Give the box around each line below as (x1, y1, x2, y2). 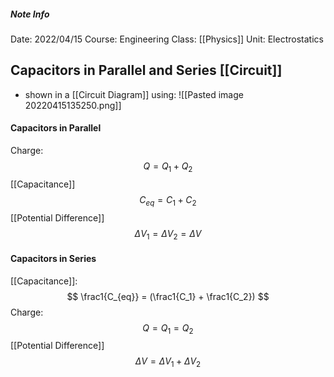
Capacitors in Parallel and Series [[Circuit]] (10, 62, 283, 79)
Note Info (10, 8, 50, 20)
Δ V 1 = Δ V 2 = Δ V (134, 227, 202, 242)
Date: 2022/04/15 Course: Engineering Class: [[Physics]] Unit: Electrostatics (10, 33, 324, 45)
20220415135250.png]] (24, 99, 122, 111)
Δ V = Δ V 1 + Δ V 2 (134, 355, 202, 370)
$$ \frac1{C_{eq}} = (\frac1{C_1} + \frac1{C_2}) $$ (66, 290, 270, 302)
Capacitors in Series (10, 252, 97, 264)
